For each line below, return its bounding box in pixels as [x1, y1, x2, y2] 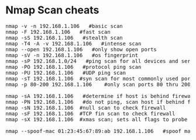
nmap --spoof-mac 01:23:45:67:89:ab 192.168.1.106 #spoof [5, 128, 182, 134]
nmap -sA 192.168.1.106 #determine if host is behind [5, 93, 169, 99]
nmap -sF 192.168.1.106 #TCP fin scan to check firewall [5, 110, 176, 117]
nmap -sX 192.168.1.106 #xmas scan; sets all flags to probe [5, 116, 188, 123]
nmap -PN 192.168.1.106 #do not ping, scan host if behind [5, 99, 185, 105]
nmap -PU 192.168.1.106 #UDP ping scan [5, 69, 126, 76]
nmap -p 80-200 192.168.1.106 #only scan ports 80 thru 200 [5, 81, 191, 87]
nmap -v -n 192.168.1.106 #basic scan [5, 23, 123, 29]
